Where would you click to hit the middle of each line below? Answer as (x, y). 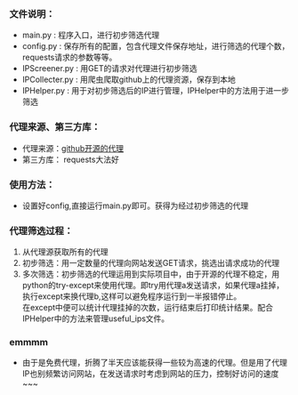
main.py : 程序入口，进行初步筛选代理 (91, 35)
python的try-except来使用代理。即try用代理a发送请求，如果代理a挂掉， (153, 286)
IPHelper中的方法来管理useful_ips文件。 (96, 318)
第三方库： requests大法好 (71, 159)
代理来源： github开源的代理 (73, 148)
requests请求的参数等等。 (69, 57)
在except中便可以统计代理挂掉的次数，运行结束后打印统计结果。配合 (148, 308)
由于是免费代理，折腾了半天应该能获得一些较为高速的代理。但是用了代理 (154, 363)
